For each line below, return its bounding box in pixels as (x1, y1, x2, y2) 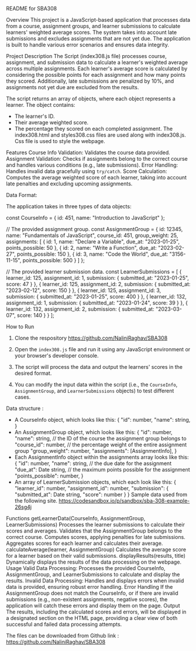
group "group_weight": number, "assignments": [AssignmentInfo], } (14, 447, 177, 454)
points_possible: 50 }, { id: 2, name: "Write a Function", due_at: (6, 245, 157, 251)
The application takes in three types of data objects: (6, 203, 132, 210)
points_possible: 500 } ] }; (22, 257, 85, 263)
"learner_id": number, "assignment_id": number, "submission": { (14, 485, 169, 491)
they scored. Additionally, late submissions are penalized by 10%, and (6, 77, 174, 84)
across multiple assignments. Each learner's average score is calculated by (6, 65, 188, 72)
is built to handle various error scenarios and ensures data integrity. (6, 41, 170, 48)
